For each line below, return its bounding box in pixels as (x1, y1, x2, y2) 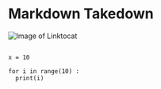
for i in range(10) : (8, 67, 80, 75)
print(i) (15, 74, 44, 82)
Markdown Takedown (8, 5, 154, 23)
